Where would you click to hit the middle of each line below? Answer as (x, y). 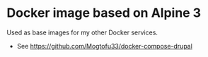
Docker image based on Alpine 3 (104, 13)
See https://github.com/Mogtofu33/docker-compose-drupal (104, 46)
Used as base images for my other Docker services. (82, 32)
